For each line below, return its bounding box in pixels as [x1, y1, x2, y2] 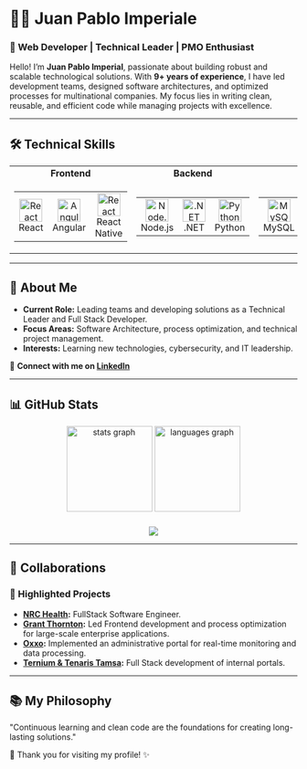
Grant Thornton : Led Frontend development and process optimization [22, 618, 287, 629]
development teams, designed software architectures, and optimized [9, 81, 269, 92]
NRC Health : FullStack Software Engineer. [22, 608, 181, 619]
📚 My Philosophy [9, 693, 112, 709]
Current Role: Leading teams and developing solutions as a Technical [22, 304, 286, 315]
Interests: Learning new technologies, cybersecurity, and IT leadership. [22, 342, 294, 354]
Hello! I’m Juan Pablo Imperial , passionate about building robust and [9, 61, 268, 72]
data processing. [22, 648, 87, 658]
